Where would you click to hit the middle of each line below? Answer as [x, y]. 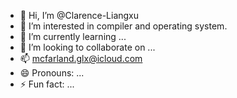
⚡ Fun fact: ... [47, 84]
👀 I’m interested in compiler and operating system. [123, 26]
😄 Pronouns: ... [52, 73]
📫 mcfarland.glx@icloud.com [81, 58]
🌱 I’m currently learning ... [73, 36]
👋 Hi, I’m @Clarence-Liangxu [79, 15]
